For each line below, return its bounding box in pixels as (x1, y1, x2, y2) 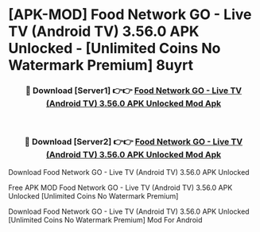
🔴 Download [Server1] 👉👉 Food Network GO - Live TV (25, 85, 243, 96)
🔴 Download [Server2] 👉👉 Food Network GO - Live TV (24, 137, 243, 148)
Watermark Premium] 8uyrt (8, 56, 194, 75)
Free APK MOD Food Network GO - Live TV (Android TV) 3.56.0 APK (8, 183, 233, 192)
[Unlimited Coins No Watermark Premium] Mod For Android (8, 215, 203, 224)
